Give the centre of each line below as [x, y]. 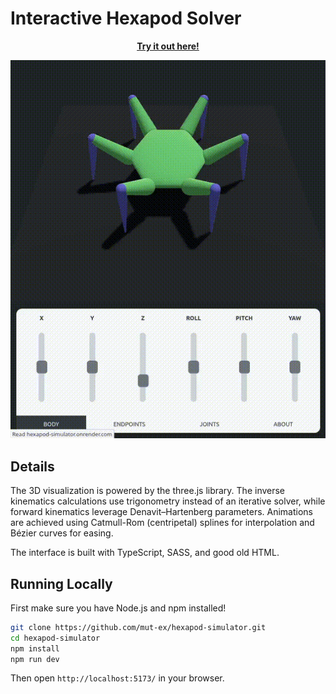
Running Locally [61, 583]
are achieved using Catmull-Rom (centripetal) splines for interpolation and [162, 523]
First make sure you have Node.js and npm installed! [118, 608]
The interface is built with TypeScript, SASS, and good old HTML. [145, 553]
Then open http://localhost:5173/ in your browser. [117, 678]
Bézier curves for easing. [62, 533]
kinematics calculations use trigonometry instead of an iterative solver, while [168, 501]
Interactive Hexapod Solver [126, 18]
